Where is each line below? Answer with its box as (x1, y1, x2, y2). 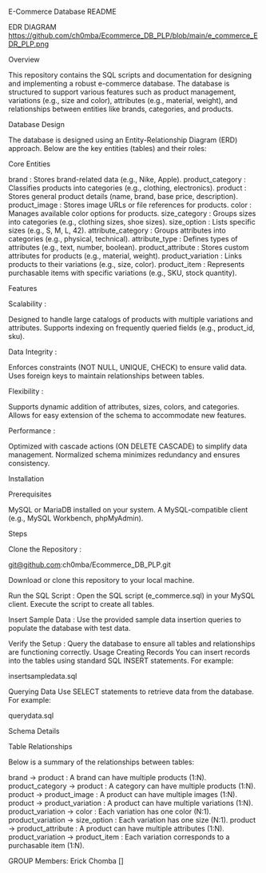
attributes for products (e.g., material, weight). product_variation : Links (8, 251, 242, 261)
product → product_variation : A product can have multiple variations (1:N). (8, 799, 254, 807)
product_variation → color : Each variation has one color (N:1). (8, 807, 212, 816)
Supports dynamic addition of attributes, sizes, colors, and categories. (8, 402, 240, 411)
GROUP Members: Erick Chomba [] (8, 856, 124, 866)
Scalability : (8, 299, 46, 309)
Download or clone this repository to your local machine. (8, 576, 195, 584)
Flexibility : (8, 387, 44, 396)
